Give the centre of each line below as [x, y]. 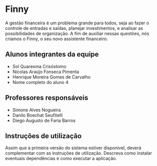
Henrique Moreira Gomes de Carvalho [51, 77]
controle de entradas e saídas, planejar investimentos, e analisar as [74, 28]
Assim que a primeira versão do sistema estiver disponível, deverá [73, 148]
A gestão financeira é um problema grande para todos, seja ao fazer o [77, 23]
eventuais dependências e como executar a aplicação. [61, 159]
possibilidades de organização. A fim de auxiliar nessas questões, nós [77, 33]
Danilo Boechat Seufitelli [38, 115]
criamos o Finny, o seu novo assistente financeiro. [57, 39]
